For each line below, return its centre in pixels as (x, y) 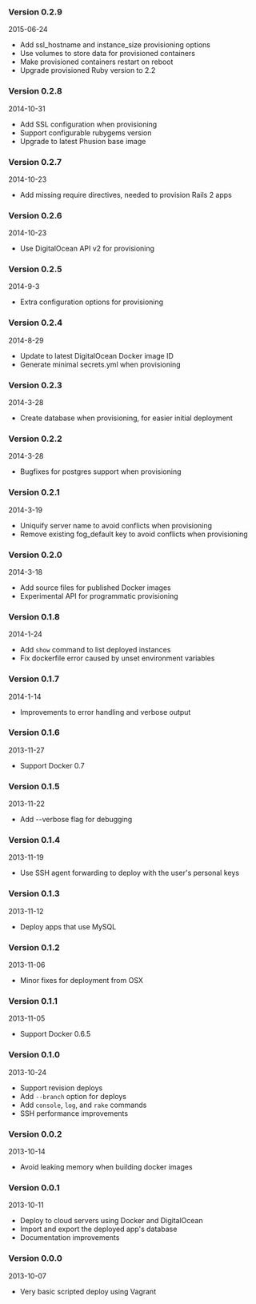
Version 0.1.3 (34, 893)
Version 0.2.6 (35, 215)
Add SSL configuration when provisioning (88, 124)
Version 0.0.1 (34, 1187)
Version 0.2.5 (35, 269)
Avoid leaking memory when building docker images (106, 1166)
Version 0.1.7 (34, 679)
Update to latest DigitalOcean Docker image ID (97, 355)
